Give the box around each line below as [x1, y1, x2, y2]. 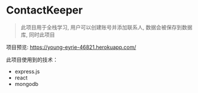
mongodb [14, 80, 38, 87]
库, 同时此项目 [20, 31, 55, 38]
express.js [14, 68, 40, 75]
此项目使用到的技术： [6, 56, 58, 63]
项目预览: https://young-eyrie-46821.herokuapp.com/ [6, 44, 137, 51]
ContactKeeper [6, 4, 83, 17]
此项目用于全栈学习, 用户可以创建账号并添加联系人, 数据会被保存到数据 [20, 24, 193, 31]
